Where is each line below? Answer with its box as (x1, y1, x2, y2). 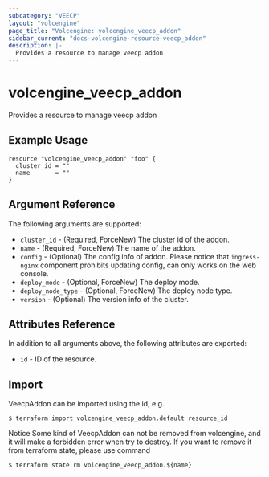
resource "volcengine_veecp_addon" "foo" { (8, 154, 157, 163)
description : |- (8, 42, 63, 50)
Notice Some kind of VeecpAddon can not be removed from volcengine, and (8, 429, 261, 438)
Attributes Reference (8, 317, 116, 331)
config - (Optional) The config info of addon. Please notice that (19, 251, 230, 261)
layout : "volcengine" (8, 19, 81, 27)
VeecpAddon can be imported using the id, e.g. (8, 399, 165, 409)
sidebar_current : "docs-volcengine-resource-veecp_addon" (8, 34, 206, 43)
